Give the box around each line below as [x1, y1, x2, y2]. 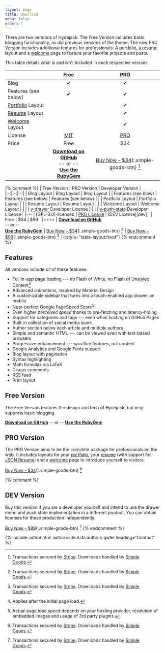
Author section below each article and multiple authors [12, 325, 124, 330]
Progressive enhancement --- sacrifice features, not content [12, 340, 135, 346]
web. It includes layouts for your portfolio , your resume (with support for [5, 452, 151, 458]
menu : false [5, 16, 29, 21]
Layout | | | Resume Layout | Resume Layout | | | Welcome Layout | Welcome [5, 201, 160, 207]
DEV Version [5, 491, 45, 500]
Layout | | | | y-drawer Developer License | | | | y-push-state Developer [5, 206, 148, 212]
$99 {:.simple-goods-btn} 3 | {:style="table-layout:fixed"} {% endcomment [5, 233, 156, 240]
